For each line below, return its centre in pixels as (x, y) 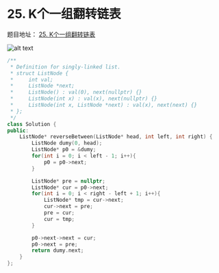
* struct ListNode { (39, 73)
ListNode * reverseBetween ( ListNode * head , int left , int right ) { (116, 137)
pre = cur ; (59, 213)
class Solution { (32, 124)
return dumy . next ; (58, 250)
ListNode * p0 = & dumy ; (64, 150)
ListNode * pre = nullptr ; (69, 181)
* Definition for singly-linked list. (65, 67)
